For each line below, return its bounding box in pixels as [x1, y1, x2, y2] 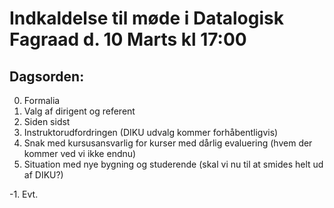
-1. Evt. [9, 188, 39, 200]
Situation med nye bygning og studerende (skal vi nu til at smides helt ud [23, 158, 324, 170]
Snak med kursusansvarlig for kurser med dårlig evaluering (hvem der [23, 137, 313, 149]
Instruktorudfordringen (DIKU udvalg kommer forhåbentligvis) [23, 127, 279, 138]
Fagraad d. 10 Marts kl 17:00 [9, 28, 247, 51]
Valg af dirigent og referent [23, 105, 136, 117]
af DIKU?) [23, 169, 64, 181]
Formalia [23, 95, 61, 106]
